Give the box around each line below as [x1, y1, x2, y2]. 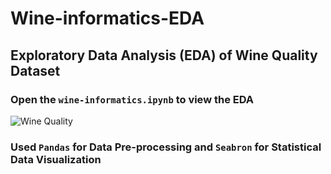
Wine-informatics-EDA [10, 7, 205, 30]
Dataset [10, 62, 61, 79]
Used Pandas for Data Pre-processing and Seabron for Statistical [10, 140, 322, 154]
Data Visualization [10, 152, 102, 166]
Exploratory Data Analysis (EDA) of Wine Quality [10, 47, 318, 64]
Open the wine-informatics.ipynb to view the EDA [10, 92, 255, 106]
